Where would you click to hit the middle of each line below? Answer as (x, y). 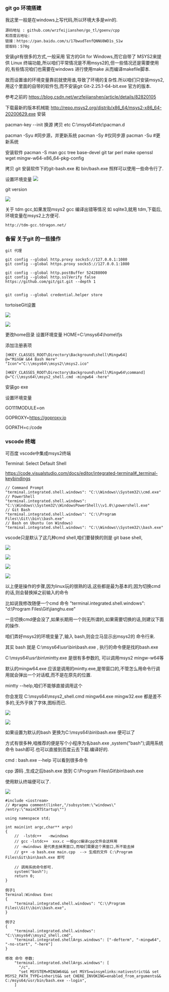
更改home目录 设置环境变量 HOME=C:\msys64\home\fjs (64, 334)
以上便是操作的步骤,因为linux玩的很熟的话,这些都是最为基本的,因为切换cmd (83, 586)
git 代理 (14, 251)
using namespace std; (28, 818)
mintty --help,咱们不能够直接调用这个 (44, 685)
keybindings (18, 478)
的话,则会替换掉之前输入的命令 (37, 592)
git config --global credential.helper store (54, 295)
